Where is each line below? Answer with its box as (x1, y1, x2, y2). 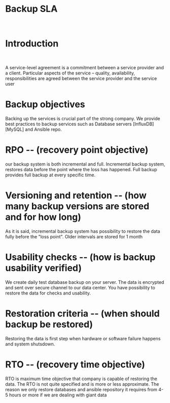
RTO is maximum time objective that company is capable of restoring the (5, 375, 157, 382)
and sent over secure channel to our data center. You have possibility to (5, 284, 156, 290)
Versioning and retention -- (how (5, 190, 147, 201)
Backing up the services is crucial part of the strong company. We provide (5, 115, 160, 121)
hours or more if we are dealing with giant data (9, 392, 107, 398)
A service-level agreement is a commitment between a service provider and (5, 64, 164, 70)
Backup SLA (5, 3, 58, 15)
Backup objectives (5, 99, 85, 110)
